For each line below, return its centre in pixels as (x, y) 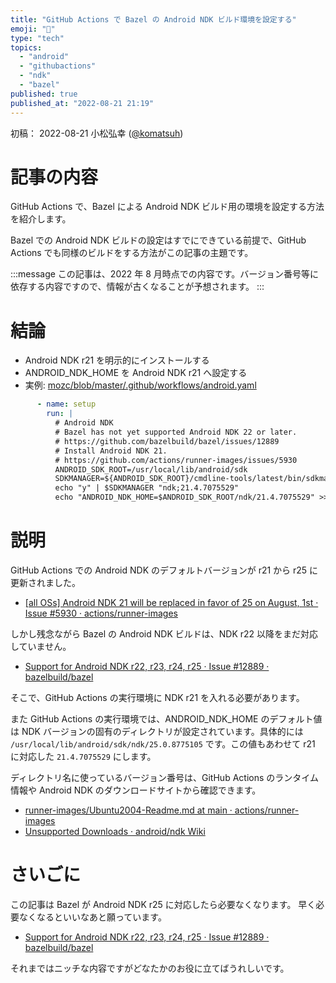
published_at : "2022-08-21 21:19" (82, 103)
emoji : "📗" (33, 29)
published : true (44, 94)
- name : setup (66, 404)
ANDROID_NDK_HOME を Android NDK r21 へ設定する (136, 373)
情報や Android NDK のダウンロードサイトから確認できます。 (136, 790)
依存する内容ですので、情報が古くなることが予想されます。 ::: (137, 287)
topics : (26, 47)
